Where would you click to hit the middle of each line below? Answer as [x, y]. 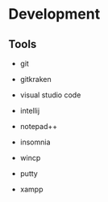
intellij [30, 111]
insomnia [35, 142]
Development [54, 14]
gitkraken [35, 79]
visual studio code [50, 95]
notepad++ [39, 126]
